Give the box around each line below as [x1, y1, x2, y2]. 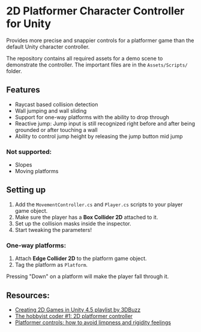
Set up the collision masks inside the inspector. [14, 220, 131, 227]
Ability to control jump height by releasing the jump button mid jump [14, 132, 183, 140]
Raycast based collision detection [14, 101, 98, 108]
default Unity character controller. [6, 43, 90, 50]
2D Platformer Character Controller [6, 4, 185, 18]
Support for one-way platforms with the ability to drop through [14, 113, 170, 120]
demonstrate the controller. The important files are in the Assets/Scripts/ [6, 61, 188, 68]
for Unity [6, 17, 51, 31]
